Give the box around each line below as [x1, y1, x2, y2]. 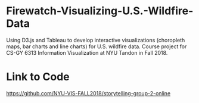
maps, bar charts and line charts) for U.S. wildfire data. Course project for [6, 43, 187, 50]
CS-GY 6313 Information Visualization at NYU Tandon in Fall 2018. [6, 49, 168, 56]
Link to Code [6, 70, 70, 84]
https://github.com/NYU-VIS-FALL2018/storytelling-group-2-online [6, 89, 171, 96]
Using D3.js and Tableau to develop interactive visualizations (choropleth [6, 36, 185, 43]
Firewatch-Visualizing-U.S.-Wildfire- [6, 4, 194, 18]
